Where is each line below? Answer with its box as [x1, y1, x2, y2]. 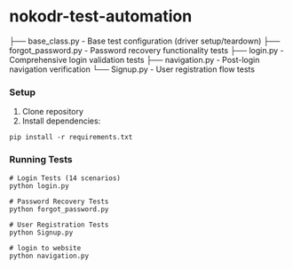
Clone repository [21, 107, 84, 117]
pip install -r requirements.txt [9, 133, 133, 142]
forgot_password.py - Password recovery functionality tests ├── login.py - [9, 44, 284, 55]
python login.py [9, 181, 69, 190]
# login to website [9, 243, 82, 252]
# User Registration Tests [9, 220, 109, 229]
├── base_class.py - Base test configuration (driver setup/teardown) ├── [9, 36, 281, 46]
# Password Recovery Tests [9, 197, 109, 206]
